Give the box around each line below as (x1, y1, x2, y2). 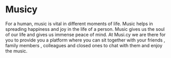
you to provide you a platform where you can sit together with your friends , (5, 37, 165, 43)
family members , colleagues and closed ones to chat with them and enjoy (5, 42, 163, 48)
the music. (5, 48, 28, 54)
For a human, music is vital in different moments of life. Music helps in (5, 21, 153, 27)
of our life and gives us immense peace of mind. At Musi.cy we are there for (5, 31, 166, 37)
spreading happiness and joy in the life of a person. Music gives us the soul (5, 26, 165, 32)
